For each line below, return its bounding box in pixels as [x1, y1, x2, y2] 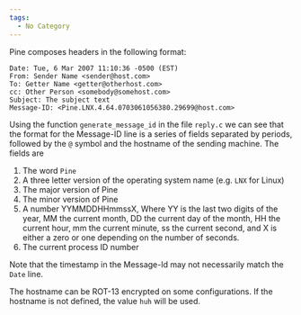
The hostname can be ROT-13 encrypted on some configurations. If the [9, 285, 273, 297]
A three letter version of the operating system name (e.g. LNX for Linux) [22, 175, 285, 185]
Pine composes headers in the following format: [9, 46, 187, 57]
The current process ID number [22, 241, 139, 252]
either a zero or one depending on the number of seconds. [22, 231, 240, 243]
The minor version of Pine [22, 193, 119, 204]
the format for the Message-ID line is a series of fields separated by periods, [9, 128, 293, 139]
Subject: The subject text [9, 95, 111, 104]
